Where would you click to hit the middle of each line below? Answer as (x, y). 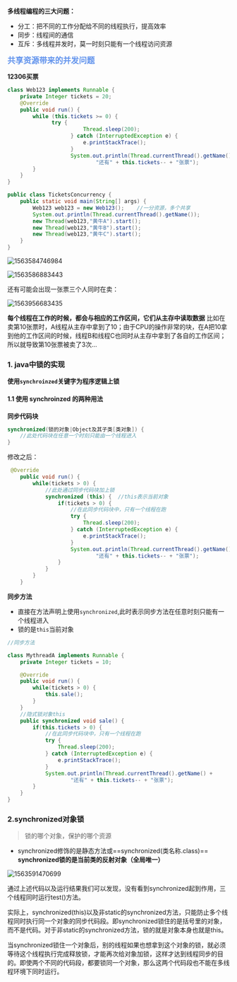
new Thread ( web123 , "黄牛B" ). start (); (87, 228)
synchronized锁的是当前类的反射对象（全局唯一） (91, 860)
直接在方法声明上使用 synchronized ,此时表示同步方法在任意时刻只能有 (118, 611)
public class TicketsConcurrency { (60, 195)
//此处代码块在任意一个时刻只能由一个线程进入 (78, 436)
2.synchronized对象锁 (46, 819)
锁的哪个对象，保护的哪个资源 (68, 836)
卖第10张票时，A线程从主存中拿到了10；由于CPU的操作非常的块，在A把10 (114, 327)
